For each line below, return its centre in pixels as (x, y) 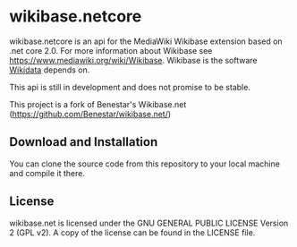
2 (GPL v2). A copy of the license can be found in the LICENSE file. (132, 232)
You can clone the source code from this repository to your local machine (144, 164)
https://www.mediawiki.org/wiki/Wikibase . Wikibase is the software (133, 60)
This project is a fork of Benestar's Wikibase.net (98, 104)
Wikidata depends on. (50, 70)
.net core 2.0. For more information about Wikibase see (111, 50)
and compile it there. (47, 173)
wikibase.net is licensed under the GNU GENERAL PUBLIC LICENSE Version (149, 223)
